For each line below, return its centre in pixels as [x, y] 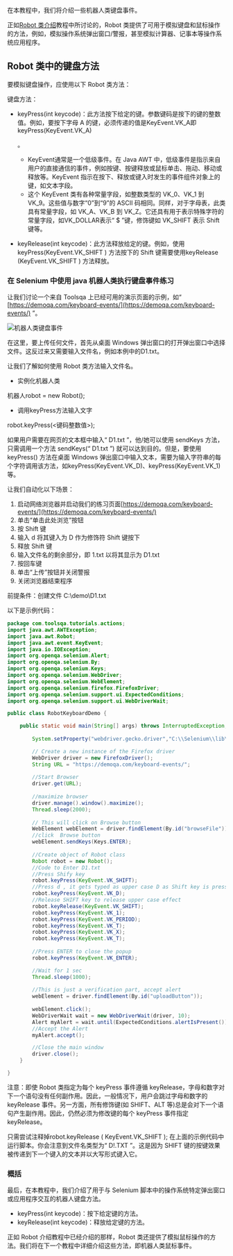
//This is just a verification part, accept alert [107, 990]
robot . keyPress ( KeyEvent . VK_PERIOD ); [86, 919]
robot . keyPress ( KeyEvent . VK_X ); [79, 932]
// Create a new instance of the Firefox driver [104, 751]
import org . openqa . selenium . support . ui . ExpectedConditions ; [96, 694]
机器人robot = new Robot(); [46, 396]
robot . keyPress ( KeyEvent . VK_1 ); [79, 913]
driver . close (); [55, 1054]
